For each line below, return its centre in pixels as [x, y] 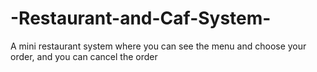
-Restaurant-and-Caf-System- [141, 18]
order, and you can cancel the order [84, 56]
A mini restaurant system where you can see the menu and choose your [158, 46]
